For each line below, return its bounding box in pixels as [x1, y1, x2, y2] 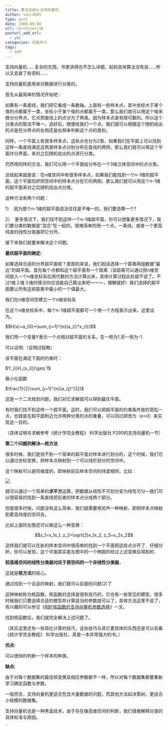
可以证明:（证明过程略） [5, 344, 55, 350]
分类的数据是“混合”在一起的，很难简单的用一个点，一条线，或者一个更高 [13, 222, 162, 228]
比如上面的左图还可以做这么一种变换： [5, 522, 84, 528]
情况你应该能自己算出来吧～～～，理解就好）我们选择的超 [37, 279, 156, 285]
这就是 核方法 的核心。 [5, 570, 49, 576]
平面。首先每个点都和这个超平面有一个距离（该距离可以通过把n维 [20, 267, 154, 273]
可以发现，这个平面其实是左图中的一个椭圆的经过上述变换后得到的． [18, 548, 158, 554]
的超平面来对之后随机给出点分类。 [5, 184, 75, 190]
